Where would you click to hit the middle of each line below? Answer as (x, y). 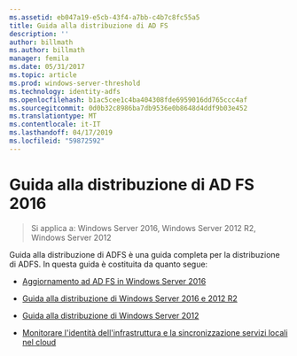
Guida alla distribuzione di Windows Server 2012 (110, 315)
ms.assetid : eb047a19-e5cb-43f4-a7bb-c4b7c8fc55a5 (105, 17)
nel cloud (39, 342)
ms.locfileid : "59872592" (57, 141)
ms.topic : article (43, 75)
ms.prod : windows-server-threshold (75, 83)
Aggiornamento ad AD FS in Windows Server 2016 (114, 281)
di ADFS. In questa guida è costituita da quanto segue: (109, 264)
